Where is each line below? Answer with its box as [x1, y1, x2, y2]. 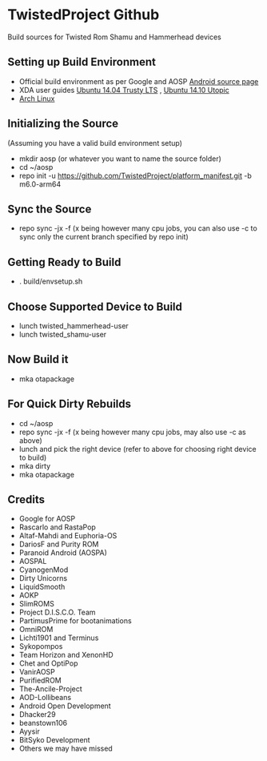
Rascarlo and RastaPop [18, 522, 97, 532]
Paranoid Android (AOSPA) [18, 548, 107, 558]
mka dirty [18, 461, 51, 470]
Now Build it [7, 352, 69, 366]
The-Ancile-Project [18, 684, 83, 694]
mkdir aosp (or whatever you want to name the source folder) [18, 154, 221, 163]
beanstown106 [18, 719, 68, 728]
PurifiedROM [18, 675, 62, 686]
